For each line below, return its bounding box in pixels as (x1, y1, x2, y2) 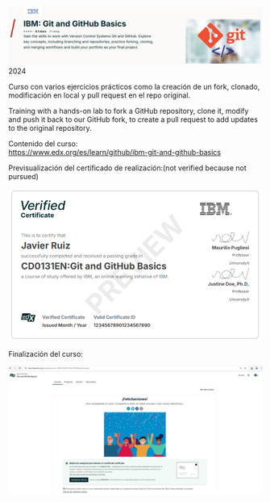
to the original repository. (8, 123, 92, 133)
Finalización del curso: (8, 349, 83, 359)
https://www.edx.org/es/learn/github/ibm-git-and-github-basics (8, 148, 222, 157)
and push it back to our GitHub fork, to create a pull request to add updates (8, 115, 258, 124)
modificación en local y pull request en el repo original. (8, 90, 191, 100)
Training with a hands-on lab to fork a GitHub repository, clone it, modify (8, 107, 249, 116)
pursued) (8, 172, 39, 182)
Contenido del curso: (8, 139, 78, 149)
